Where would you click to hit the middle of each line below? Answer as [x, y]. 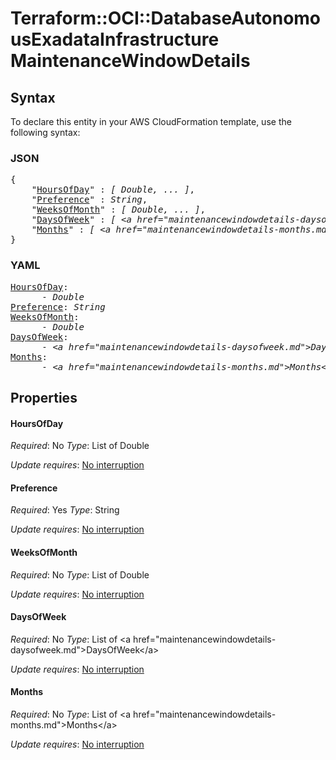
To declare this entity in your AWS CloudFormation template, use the [151, 121]
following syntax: [45, 132]
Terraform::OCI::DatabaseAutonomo [166, 18]
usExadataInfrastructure [115, 39]
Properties [44, 397]
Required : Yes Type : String [65, 510]
